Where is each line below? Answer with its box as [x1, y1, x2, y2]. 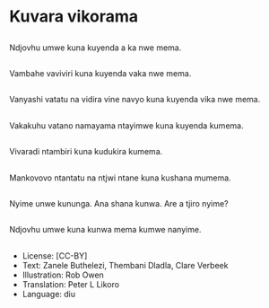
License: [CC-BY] [22, 250, 88, 261]
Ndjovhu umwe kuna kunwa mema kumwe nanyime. [9, 224, 202, 235]
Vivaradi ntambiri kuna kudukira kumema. [9, 146, 163, 157]
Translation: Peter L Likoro [22, 278, 119, 289]
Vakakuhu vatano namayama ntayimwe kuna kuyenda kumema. [9, 119, 244, 131]
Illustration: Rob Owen [22, 269, 105, 280]
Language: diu [22, 288, 76, 299]
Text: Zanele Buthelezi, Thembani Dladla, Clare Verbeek [22, 260, 229, 270]
